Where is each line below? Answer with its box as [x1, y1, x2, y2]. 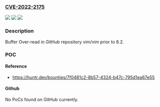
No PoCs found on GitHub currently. [5, 96, 79, 102]
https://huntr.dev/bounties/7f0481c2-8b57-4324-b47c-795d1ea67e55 [12, 74, 155, 80]
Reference [5, 63, 27, 70]
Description [5, 28, 34, 35]
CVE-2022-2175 [5, 3, 45, 10]
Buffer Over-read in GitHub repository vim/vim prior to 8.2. [5, 38, 124, 45]
